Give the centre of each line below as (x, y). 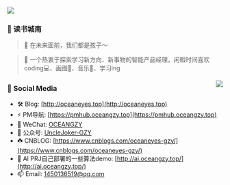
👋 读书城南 (25, 29)
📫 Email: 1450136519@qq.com (61, 173)
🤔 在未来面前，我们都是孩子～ (66, 45)
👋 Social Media (32, 89)
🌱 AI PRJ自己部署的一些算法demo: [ (67, 158)
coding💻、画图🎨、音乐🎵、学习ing (72, 68)
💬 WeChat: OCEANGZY (50, 124)
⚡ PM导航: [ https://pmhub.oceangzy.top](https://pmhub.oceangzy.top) (117, 114)
